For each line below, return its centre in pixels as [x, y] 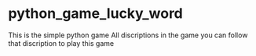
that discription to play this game [61, 43]
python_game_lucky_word [95, 14]
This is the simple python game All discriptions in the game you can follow [128, 35]
